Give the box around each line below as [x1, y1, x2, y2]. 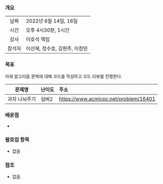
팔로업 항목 [5, 136, 30, 143]
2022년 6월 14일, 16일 [26, 18, 78, 25]
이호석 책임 [26, 36, 50, 43]
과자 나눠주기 [7, 96, 36, 103]
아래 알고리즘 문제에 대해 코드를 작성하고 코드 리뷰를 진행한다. [5, 73, 122, 79]
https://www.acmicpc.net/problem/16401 [59, 95, 156, 102]
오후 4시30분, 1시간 [26, 27, 70, 34]
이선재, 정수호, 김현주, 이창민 [26, 45, 88, 52]
